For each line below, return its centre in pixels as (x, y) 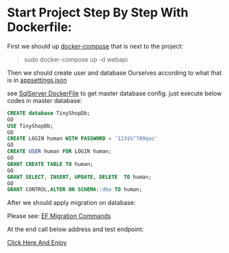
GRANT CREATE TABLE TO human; (50, 164)
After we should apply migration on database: (71, 203)
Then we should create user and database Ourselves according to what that (114, 73)
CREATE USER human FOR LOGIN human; (59, 152)
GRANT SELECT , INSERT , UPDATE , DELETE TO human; (80, 177)
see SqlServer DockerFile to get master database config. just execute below (114, 93)
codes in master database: (45, 100)
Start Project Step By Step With (98, 13)
